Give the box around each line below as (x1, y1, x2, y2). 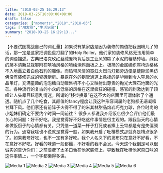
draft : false (5, 16, 32, 21)
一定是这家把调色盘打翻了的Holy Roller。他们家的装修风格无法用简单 (17, 50, 154, 55)
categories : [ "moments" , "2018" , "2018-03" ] (5, 20, 92, 26)
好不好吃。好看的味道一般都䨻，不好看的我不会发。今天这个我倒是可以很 (13, 141, 158, 146)
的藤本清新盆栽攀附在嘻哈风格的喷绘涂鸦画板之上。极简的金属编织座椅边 (5, 62, 149, 68)
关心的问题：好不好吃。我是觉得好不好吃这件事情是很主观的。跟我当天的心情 (5, 117, 158, 122)
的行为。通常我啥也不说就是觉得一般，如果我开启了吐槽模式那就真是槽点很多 (5, 129, 158, 134)
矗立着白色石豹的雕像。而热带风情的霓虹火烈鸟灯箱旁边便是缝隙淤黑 (17, 68, 154, 73)
